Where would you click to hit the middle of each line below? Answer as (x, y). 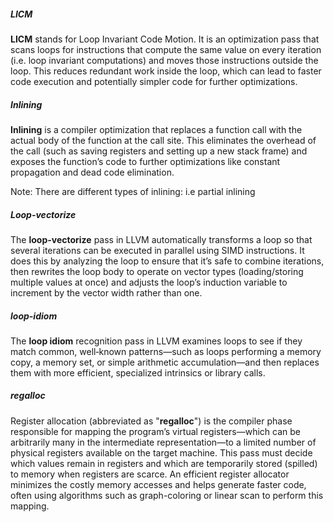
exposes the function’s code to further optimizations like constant (145, 161)
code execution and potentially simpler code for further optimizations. (154, 81)
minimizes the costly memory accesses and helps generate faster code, (158, 484)
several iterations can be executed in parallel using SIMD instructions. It (157, 250)
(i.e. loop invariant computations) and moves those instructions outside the (164, 60)
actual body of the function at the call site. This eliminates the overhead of (163, 140)
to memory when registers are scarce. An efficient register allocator (150, 474)
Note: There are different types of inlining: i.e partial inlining (133, 191)
